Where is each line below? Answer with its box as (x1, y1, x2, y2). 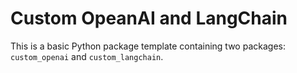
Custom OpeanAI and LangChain (10, 7, 288, 30)
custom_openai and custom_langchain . (10, 50, 164, 62)
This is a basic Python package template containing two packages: (10, 40, 286, 52)
